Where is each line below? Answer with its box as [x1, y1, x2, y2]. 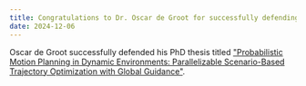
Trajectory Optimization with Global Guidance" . [9, 65, 186, 77]
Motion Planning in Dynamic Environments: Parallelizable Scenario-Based [9, 56, 285, 67]
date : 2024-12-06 [9, 22, 76, 31]
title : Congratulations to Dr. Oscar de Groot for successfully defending [9, 13, 300, 23]
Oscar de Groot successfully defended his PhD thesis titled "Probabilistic [9, 46, 284, 57]
